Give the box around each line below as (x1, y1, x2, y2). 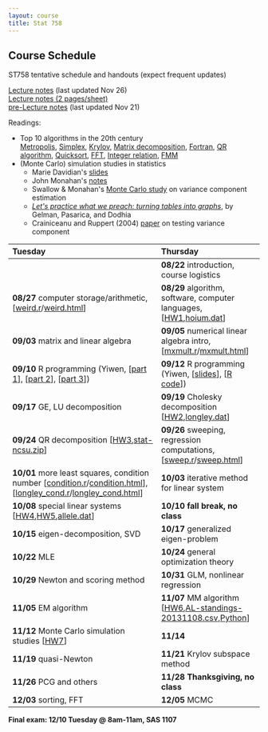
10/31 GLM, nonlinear (160, 570, 245, 581)
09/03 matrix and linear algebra (12, 335, 132, 346)
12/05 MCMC (160, 694, 214, 706)
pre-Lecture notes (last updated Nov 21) (8, 102, 140, 112)
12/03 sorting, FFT (12, 694, 84, 706)
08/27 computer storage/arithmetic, (12, 293, 148, 304)
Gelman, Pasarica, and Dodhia (31, 210, 132, 220)
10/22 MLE (12, 551, 56, 562)
